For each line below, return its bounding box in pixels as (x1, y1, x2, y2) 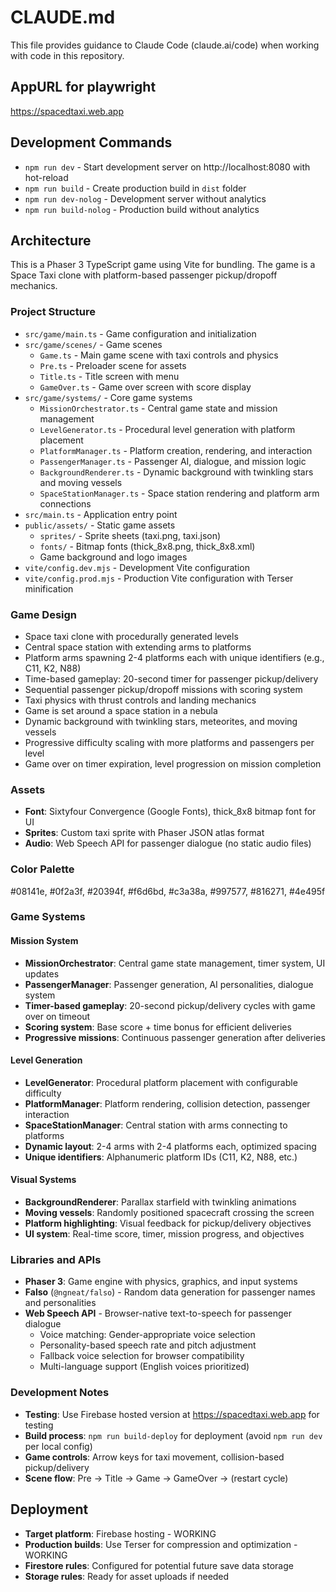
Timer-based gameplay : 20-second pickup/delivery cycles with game (24, 999, 316, 1011)
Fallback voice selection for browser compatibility (39, 1350, 245, 1362)
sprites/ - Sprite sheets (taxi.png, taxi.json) (39, 529, 222, 541)
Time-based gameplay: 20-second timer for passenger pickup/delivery (24, 672, 319, 685)
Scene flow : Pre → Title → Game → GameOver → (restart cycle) (24, 1472, 289, 1484)
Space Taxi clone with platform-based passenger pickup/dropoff (10, 269, 278, 281)
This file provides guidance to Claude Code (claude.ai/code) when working (10, 39, 320, 51)
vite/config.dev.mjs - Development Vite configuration (24, 561, 250, 573)
